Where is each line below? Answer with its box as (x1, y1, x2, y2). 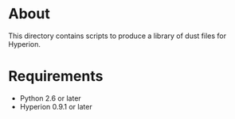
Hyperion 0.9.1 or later (19, 102, 93, 111)
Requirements (8, 67, 104, 86)
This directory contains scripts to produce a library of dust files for (8, 31, 227, 40)
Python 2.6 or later (19, 93, 81, 103)
